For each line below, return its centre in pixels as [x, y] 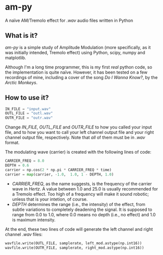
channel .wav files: [24, 234]
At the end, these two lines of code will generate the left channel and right [79, 229]
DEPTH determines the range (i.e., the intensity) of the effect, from [79, 204]
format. [12, 143]
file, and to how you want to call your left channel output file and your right [80, 132]
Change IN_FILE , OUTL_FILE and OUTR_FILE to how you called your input [78, 127]
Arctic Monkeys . [21, 82]
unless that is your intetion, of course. [50, 199]
